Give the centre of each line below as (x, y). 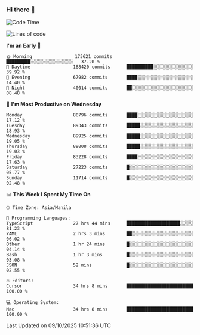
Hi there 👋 (21, 10)
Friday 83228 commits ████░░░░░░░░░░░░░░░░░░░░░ (100, 157)
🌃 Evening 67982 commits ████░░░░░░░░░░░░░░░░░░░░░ (100, 78)
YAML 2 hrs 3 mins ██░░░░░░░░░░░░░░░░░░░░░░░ (100, 234)
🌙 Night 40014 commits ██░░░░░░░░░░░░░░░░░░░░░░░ (100, 88)
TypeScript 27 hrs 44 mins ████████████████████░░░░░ (100, 223)
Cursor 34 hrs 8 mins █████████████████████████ (100, 286)
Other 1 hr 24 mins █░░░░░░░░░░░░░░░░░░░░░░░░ (100, 244)
